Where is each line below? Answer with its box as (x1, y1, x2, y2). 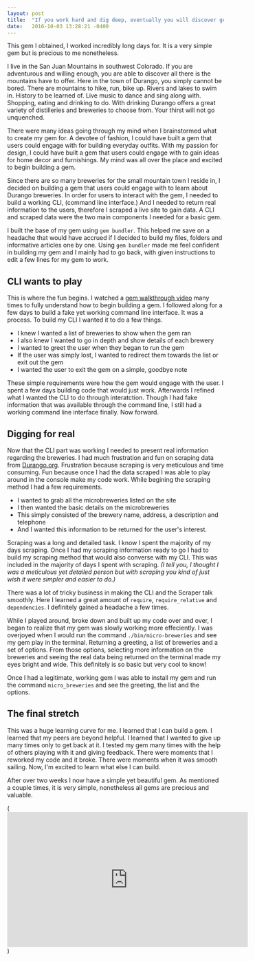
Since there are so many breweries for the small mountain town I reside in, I (7, 177, 221, 185)
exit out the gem (16, 358, 64, 366)
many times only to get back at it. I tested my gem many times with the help (7, 740, 221, 749)
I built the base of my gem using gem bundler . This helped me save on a (7, 226, 210, 234)
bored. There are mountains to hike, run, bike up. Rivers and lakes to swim (7, 84, 217, 93)
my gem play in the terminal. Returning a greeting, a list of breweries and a (7, 639, 219, 646)
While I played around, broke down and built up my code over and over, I (7, 617, 213, 624)
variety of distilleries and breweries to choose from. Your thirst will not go (7, 106, 215, 114)
